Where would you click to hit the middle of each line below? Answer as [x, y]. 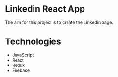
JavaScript [23, 55]
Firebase [21, 70]
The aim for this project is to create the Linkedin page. [59, 22]
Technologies [33, 42]
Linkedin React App [45, 9]
